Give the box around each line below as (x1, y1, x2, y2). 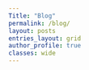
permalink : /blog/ (8, 19, 70, 27)
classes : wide (8, 49, 57, 57)
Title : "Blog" (8, 11, 57, 20)
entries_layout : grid (8, 34, 82, 43)
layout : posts (8, 27, 57, 35)
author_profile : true (8, 42, 82, 50)
